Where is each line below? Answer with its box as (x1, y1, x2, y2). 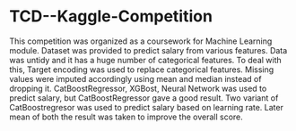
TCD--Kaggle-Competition (9, 6, 213, 27)
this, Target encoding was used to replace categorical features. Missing (9, 64, 274, 75)
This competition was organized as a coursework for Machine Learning (9, 36, 273, 46)
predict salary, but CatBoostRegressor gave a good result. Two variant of (9, 92, 279, 103)
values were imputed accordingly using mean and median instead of (9, 73, 262, 84)
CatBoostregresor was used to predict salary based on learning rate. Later (9, 102, 284, 112)
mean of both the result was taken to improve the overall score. (9, 111, 244, 122)
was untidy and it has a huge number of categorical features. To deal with (9, 54, 283, 65)
